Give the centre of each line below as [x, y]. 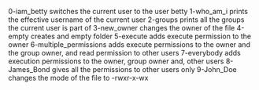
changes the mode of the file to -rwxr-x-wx [78, 78]
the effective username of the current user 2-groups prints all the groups [126, 20]
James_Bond [29, 69]
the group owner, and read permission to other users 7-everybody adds [125, 53]
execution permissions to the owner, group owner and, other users [116, 61]
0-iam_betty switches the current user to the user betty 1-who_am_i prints [128, 11]
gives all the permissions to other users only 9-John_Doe [144, 69]
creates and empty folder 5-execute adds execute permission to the [141, 36]
